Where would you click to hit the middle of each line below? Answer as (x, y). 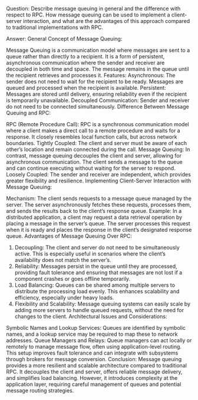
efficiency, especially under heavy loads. (64, 298)
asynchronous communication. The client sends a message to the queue (94, 162)
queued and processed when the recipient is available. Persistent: (86, 88)
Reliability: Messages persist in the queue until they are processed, (96, 266)
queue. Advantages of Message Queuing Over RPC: (69, 236)
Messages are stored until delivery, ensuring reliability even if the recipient (97, 94)
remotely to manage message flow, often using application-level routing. (94, 347)
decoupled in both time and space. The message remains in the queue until (98, 69)
